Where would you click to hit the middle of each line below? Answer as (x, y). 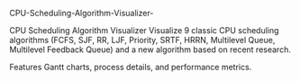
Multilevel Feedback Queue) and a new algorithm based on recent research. (150, 49)
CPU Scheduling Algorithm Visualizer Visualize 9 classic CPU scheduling (144, 30)
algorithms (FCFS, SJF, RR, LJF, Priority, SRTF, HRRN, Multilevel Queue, (142, 40)
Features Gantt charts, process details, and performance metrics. (131, 67)
